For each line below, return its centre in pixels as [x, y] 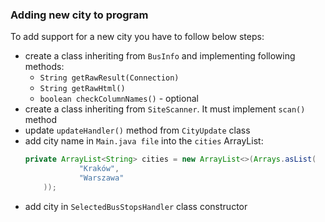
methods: [44, 67]
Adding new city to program [79, 15]
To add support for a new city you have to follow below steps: [137, 37]
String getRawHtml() [82, 89]
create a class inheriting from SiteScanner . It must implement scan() [165, 109]
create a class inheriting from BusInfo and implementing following [160, 56]
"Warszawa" [101, 178]
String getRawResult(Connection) [109, 78]
